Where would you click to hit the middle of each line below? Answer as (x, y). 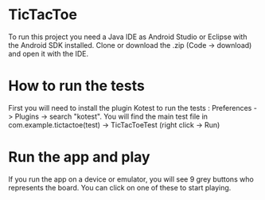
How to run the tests (76, 86)
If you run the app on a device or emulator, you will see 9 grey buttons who (131, 179)
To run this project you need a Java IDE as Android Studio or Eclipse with (128, 37)
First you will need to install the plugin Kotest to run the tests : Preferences (130, 108)
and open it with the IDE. (49, 53)
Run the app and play (79, 157)
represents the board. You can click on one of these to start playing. (120, 187)
